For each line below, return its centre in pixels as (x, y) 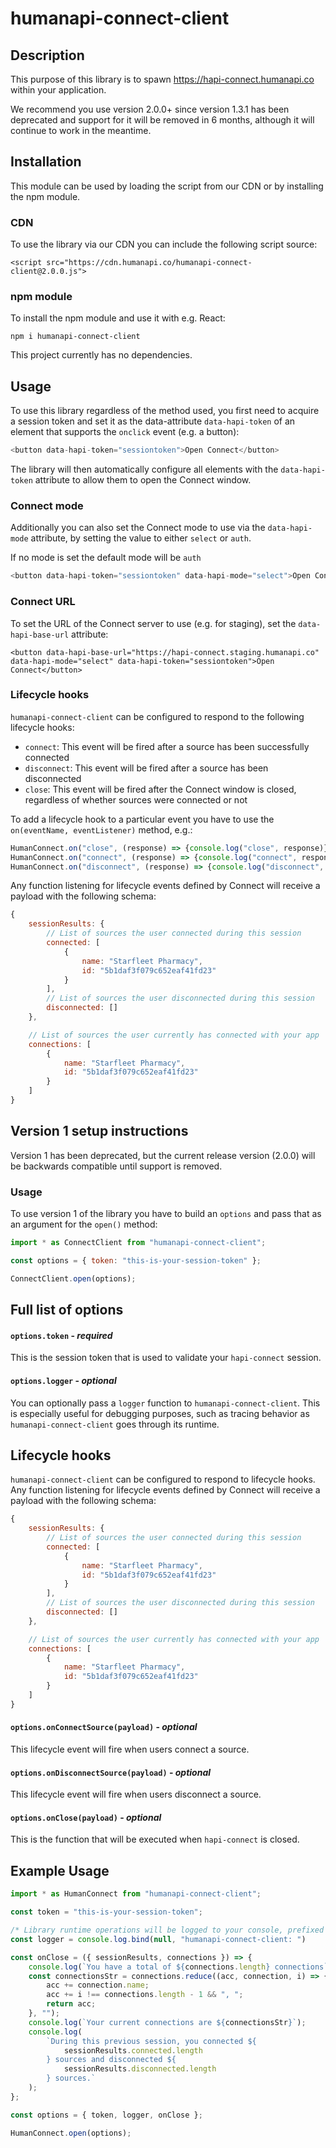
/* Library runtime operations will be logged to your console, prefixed (167, 1930)
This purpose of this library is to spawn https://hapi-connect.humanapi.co (162, 79)
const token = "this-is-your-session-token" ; (106, 1912)
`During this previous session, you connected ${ (151, 2041)
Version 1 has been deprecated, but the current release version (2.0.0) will (163, 1155)
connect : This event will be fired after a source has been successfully (167, 746)
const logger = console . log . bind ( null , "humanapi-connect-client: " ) (158, 1939)
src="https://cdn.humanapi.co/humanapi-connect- (149, 263)
